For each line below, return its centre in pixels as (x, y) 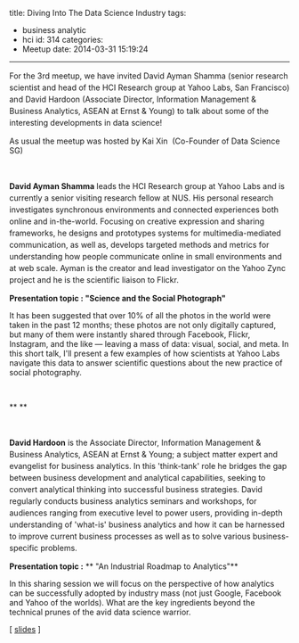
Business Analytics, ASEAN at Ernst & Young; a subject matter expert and (144, 454)
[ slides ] (25, 629)
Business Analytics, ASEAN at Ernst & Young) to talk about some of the (139, 111)
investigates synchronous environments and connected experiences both (144, 210)
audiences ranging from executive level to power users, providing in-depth (146, 513)
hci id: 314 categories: (63, 40)
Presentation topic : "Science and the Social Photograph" (118, 298)
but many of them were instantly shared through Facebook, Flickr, (130, 334)
